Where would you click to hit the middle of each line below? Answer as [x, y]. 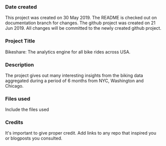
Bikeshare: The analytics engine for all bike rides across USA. [68, 52]
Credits [14, 122]
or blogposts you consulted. [34, 138]
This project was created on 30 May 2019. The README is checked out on [81, 18]
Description [20, 64]
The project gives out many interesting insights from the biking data [74, 75]
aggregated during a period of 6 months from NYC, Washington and [74, 81]
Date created [21, 7]
